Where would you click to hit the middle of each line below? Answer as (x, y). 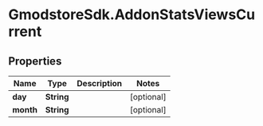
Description (99, 83)
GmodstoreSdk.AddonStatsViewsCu (132, 15)
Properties (35, 61)
